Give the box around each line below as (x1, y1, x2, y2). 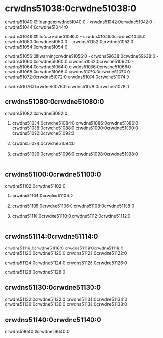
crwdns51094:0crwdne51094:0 (12, 141, 75, 146)
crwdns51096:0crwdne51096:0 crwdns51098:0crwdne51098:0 (12, 151, 138, 157)
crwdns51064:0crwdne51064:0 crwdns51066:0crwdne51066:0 (5, 64, 131, 70)
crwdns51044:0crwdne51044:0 (5, 24, 68, 30)
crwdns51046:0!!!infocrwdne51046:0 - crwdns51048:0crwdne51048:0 (5, 34, 146, 39)
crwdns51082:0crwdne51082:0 (5, 110, 68, 116)
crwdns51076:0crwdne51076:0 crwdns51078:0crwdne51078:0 (5, 83, 130, 89)
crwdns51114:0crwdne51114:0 (5, 232, 98, 241)
